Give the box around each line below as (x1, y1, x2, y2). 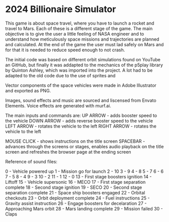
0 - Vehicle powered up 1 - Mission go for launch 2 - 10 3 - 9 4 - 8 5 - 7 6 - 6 (5, 168, 164, 174)
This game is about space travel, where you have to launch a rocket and (5, 20, 154, 26)
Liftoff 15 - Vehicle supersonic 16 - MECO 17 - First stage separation (5, 179, 146, 185)
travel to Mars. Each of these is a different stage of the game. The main (5, 25, 153, 31)
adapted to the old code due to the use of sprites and (5, 72, 116, 78)
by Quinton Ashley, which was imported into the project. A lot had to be (5, 67, 153, 73)
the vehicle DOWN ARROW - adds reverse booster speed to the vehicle (5, 118, 153, 124)
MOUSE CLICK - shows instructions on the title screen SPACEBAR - (5, 138, 145, 144)
